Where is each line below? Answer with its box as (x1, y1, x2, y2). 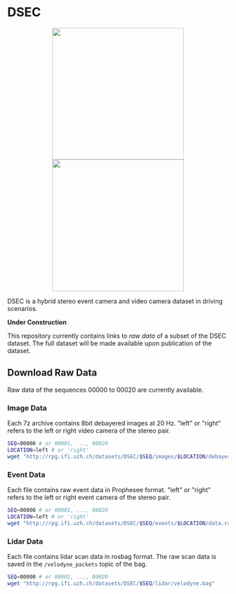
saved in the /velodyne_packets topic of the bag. (7, 560, 147, 568)
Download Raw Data (7, 367, 97, 379)
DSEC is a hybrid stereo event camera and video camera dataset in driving (7, 296, 223, 305)
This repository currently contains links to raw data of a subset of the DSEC (7, 331, 227, 340)
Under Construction (7, 317, 67, 326)
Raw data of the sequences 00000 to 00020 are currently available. (7, 385, 204, 394)
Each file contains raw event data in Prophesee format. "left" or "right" (7, 485, 211, 494)
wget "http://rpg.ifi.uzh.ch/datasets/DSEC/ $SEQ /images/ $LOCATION (7, 453, 206, 460)
